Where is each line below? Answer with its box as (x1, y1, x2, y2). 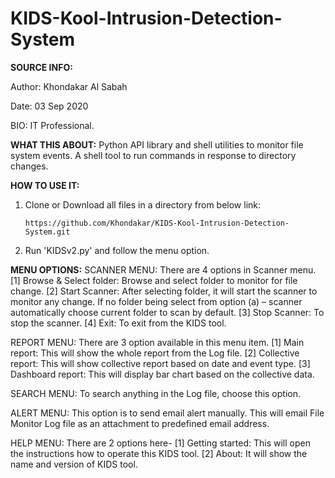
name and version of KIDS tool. (10, 458, 138, 470)
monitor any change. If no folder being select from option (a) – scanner (10, 295, 303, 307)
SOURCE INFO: (10, 61, 73, 73)
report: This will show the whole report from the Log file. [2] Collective (10, 347, 300, 359)
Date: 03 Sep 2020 (10, 100, 89, 112)
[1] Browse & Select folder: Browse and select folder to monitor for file (10, 274, 298, 286)
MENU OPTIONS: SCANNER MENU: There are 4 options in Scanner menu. (10, 263, 317, 276)
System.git (24, 227, 71, 237)
